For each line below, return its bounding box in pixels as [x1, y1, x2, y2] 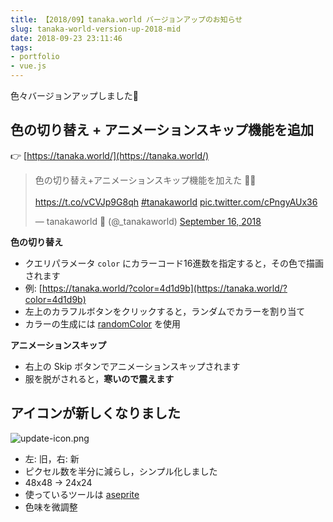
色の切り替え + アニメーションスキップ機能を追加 [10, 122, 314, 139]
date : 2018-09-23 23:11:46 [10, 33, 123, 43]
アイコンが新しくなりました [10, 405, 181, 422]
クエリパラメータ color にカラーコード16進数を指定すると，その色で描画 [24, 257, 324, 269]
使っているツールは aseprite [24, 488, 140, 500]
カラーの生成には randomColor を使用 [24, 317, 181, 330]
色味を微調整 [24, 501, 78, 513]
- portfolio [10, 52, 60, 62]
